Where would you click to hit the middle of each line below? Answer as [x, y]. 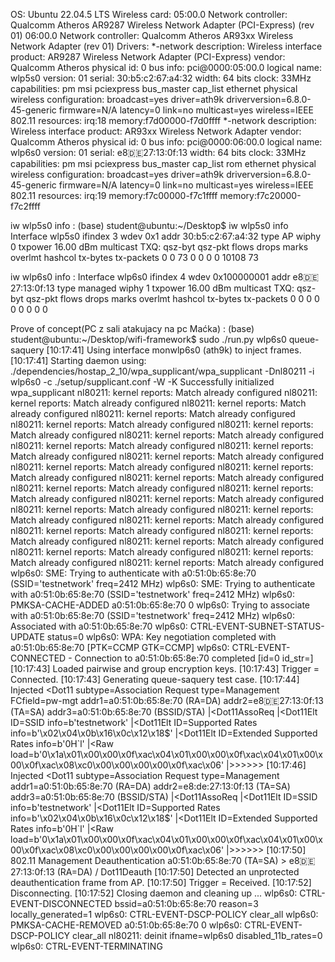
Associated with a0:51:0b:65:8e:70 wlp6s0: [99, 626]
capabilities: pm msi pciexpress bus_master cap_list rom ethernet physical [163, 163]
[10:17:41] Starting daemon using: [78, 360]
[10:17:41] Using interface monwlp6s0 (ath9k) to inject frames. [174, 350]
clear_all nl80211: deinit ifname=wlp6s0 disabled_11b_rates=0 [197, 935]
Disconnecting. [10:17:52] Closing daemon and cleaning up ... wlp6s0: [154, 893]
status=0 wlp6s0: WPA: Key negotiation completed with [161, 637]
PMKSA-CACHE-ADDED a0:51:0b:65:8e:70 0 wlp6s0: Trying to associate [160, 605]
